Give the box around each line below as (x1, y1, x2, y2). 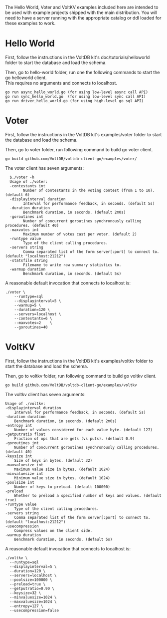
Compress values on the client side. (14, 528, 93, 533)
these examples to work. (5, 20, 56, 26)
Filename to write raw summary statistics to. (23, 262, 122, 267)
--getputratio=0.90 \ (9, 586, 55, 591)
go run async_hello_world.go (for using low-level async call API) (5, 90, 149, 95)
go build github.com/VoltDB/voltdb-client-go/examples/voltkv (5, 383, 137, 388)
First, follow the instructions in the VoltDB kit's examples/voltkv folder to (5, 358, 154, 364)
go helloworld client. (5, 75, 47, 81)
